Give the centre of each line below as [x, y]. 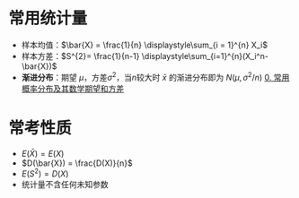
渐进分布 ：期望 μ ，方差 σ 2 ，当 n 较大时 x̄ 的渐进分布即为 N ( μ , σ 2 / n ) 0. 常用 [155, 76]
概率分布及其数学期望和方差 [73, 88]
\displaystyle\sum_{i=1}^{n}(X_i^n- [205, 56]
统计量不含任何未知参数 [65, 185]
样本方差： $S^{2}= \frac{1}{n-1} [80, 56]
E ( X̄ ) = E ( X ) [43, 153]
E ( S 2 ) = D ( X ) [45, 173]
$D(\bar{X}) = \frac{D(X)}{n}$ [77, 163]
